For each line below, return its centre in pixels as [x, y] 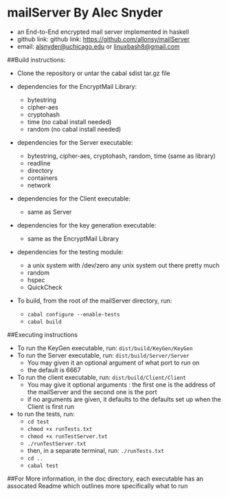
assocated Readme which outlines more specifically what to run [98, 486]
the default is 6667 [54, 369]
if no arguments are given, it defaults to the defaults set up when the [124, 399]
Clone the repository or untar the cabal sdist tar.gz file [93, 73]
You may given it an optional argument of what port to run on [113, 363]
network [39, 185]
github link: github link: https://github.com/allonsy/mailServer [103, 39]
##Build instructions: [36, 59]
